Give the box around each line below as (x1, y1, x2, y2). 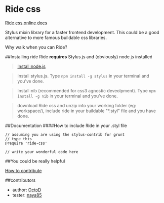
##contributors (5, 177, 36, 183)
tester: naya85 (12, 192, 42, 198)
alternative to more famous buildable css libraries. (5, 35, 107, 41)
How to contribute (5, 167, 42, 173)
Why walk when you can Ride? (5, 44, 68, 50)
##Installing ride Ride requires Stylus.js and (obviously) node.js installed (5, 53, 153, 60)
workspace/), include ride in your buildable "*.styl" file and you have (17, 108, 156, 114)
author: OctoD (12, 187, 41, 193)
